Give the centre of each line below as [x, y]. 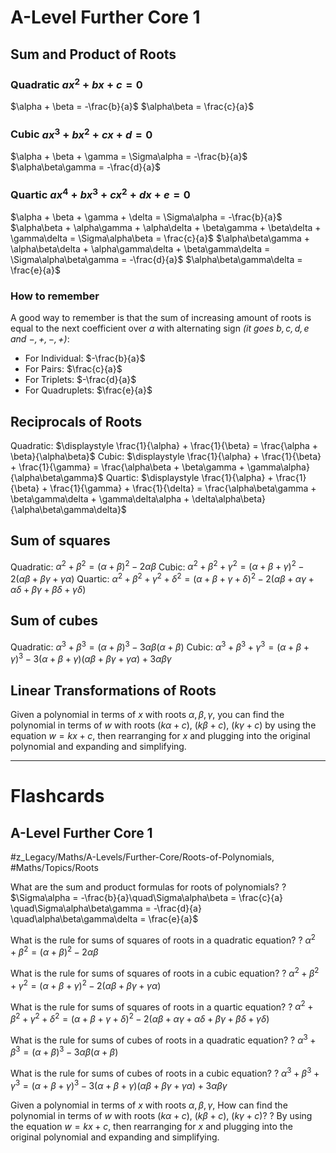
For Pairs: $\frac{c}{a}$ [73, 369]
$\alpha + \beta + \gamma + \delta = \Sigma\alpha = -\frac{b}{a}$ [146, 217]
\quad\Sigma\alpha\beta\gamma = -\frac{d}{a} [106, 908]
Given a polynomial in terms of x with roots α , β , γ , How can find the [149, 1105]
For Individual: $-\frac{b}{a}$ [85, 358]
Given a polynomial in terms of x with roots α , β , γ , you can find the [147, 714]
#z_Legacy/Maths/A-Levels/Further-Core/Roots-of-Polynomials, [142, 857]
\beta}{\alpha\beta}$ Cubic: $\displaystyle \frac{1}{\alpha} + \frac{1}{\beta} [166, 456]
